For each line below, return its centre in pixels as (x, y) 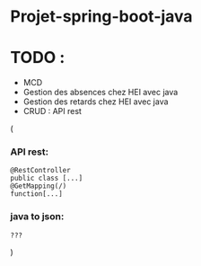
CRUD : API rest (52, 111)
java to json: (37, 217)
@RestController (40, 171)
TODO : (38, 58)
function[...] (37, 194)
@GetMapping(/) (39, 186)
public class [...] (47, 178)
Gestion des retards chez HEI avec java (96, 102)
